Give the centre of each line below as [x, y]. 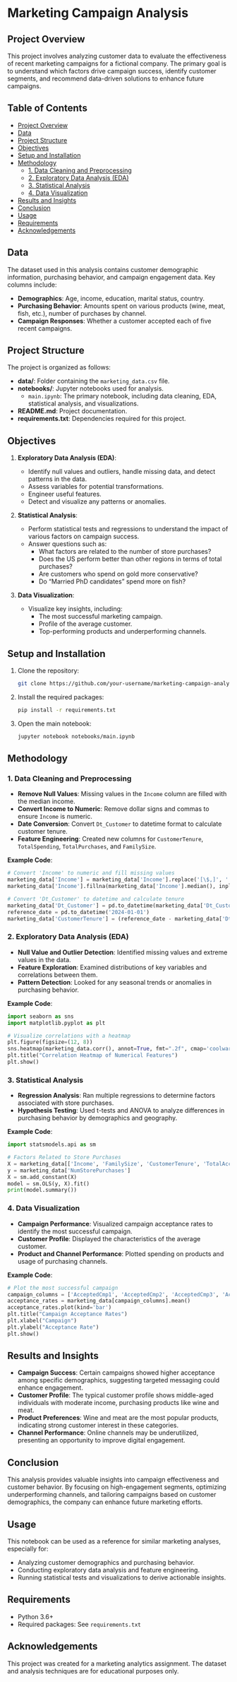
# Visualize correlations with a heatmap [69, 1036]
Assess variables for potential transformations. [96, 487]
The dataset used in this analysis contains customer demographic [103, 269]
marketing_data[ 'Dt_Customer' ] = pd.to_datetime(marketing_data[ [105, 906]
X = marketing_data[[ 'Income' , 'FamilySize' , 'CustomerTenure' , [104, 1163]
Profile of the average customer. [85, 624]
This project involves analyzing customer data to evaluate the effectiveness [117, 56]
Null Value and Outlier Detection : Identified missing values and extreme [122, 952]
